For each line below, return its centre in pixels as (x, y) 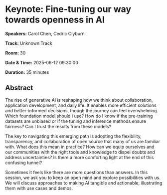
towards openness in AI (55, 20)
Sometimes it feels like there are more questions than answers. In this (77, 172)
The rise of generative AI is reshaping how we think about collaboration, (79, 100)
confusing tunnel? (24, 163)
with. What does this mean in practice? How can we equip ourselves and (80, 147)
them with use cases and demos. (39, 188)
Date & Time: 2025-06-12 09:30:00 (42, 62)
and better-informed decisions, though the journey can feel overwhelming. (82, 110)
